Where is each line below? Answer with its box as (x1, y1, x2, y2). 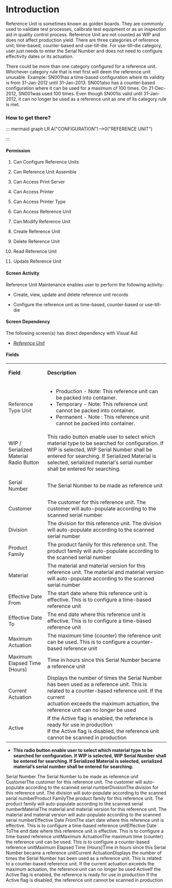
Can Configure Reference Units (13, 159, 79, 165)
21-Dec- (148, 85, 166, 91)
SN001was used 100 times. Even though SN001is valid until (18, 90, 142, 96)
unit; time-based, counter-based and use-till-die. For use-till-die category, (6, 42, 162, 48)
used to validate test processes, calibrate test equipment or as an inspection (6, 26, 166, 32)
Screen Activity (6, 270, 40, 277)
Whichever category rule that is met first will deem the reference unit (6, 68, 151, 75)
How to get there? (6, 114, 51, 121)
